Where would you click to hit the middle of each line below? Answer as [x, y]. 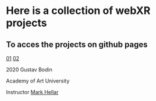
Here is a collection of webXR [78, 11]
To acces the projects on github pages [77, 44]
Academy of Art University [38, 81]
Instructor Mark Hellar [32, 92]
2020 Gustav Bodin [29, 70]
